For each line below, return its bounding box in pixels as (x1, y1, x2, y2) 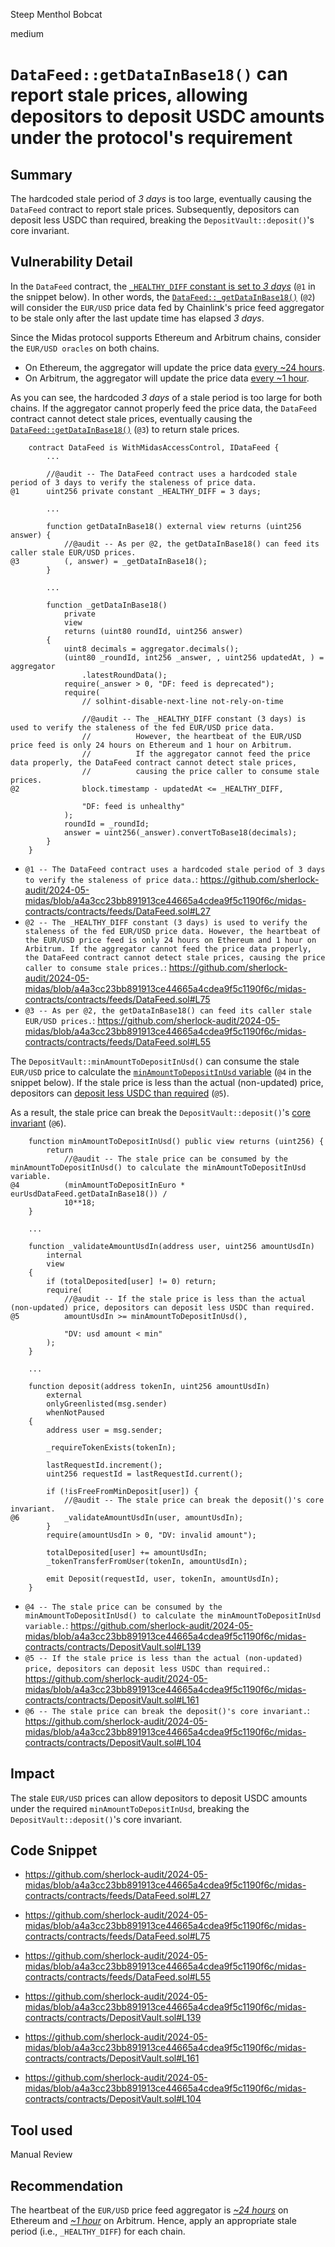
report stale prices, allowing (10, 84, 248, 107)
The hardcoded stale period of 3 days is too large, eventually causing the (10, 193, 312, 204)
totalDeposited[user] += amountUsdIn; (46, 1547, 208, 1558)
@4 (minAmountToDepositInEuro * (10, 1180, 186, 1190)
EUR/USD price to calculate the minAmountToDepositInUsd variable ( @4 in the (10, 1065, 312, 1078)
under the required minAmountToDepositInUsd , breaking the (10, 1802, 250, 1814)
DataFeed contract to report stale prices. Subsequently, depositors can (10, 204, 300, 215)
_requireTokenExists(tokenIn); (46, 1442, 177, 1453)
